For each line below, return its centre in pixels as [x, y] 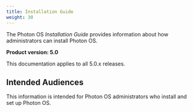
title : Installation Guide [40, 12]
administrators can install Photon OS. [52, 41]
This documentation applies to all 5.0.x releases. [66, 64]
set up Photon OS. [29, 103]
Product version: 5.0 [32, 52]
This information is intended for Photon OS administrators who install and [96, 97]
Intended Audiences [45, 82]
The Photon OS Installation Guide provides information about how [88, 34]
